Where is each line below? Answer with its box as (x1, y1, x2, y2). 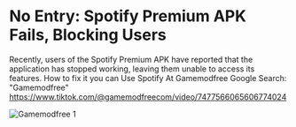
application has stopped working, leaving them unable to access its (9, 63, 255, 74)
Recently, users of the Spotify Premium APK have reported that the (9, 54, 253, 64)
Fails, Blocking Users (9, 25, 167, 45)
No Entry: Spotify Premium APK (9, 6, 246, 26)
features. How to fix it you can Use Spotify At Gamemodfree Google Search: (9, 72, 287, 83)
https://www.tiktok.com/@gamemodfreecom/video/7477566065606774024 (9, 91, 287, 102)
